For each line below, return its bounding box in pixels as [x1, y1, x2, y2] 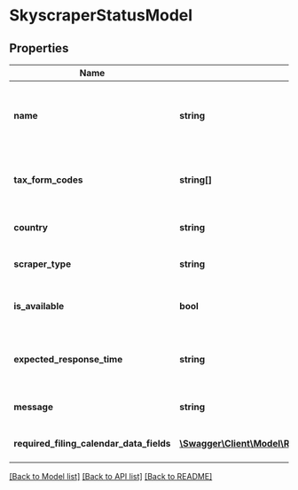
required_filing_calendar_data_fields [13, 438, 171, 449]
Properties [9, 41, 69, 56]
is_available [13, 300, 65, 312]
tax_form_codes [13, 174, 83, 186]
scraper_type [13, 258, 72, 270]
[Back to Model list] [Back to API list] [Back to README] [9, 471, 213, 481]
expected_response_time [13, 354, 123, 365]
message [13, 401, 53, 413]
